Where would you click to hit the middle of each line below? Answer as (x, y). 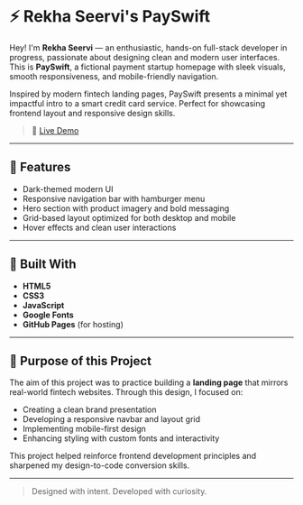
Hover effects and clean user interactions (99, 227)
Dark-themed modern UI (68, 188)
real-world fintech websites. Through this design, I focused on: (126, 392)
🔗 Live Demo (55, 130)
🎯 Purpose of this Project (80, 361)
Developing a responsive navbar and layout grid (111, 419)
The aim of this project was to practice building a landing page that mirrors (149, 382)
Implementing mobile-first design (84, 429)
